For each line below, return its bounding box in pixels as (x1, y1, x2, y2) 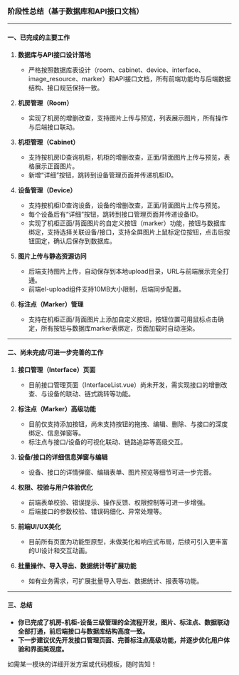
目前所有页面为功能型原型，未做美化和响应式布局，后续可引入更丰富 (28, 537, 228, 546)
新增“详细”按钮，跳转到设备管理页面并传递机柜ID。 (28, 170, 178, 179)
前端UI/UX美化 (17, 522, 61, 530)
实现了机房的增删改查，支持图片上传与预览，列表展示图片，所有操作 (28, 113, 228, 122)
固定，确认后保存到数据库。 (34, 237, 116, 245)
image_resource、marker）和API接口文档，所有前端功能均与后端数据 (28, 74, 231, 83)
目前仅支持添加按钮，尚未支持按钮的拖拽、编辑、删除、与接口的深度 (28, 419, 228, 428)
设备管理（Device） (17, 185, 77, 194)
